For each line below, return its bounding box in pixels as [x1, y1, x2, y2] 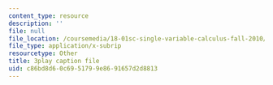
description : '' [8, 19, 63, 28]
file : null [8, 27, 45, 35]
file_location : [8, 34, 60, 43]
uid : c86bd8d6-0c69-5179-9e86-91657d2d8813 [8, 65, 158, 73]
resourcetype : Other [8, 49, 79, 57]
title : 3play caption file [8, 57, 100, 66]
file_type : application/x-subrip [8, 42, 122, 50]
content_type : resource [8, 11, 89, 20]
